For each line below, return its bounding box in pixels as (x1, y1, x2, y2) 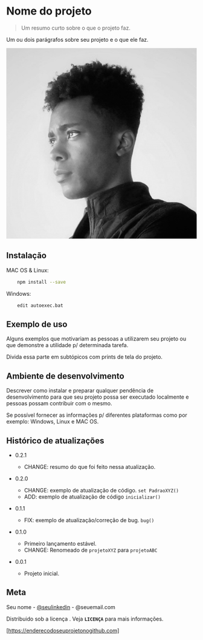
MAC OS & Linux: (6, 266, 50, 273)
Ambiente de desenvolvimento (6, 371, 125, 381)
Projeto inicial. (24, 570, 60, 577)
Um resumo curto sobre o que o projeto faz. (21, 24, 131, 31)
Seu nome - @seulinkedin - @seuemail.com (6, 603, 116, 610)
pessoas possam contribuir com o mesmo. (6, 400, 112, 407)
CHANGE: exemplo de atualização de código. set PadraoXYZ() (24, 486, 179, 494)
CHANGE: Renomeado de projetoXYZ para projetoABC (24, 546, 158, 553)
